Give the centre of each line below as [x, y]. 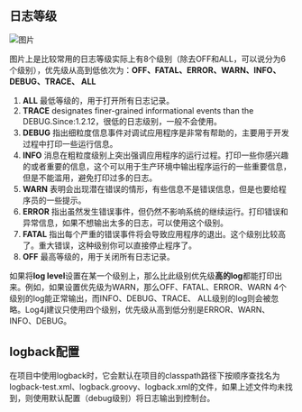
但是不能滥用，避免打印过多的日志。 [90, 178]
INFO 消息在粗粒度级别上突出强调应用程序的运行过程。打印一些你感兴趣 [156, 155]
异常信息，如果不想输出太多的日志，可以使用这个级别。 [125, 223]
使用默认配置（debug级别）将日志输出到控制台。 [124, 398]
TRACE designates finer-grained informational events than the [138, 110]
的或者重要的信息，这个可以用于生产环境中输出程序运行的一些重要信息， [156, 166]
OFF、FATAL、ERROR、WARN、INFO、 [206, 69]
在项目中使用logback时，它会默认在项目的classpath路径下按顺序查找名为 [145, 375]
